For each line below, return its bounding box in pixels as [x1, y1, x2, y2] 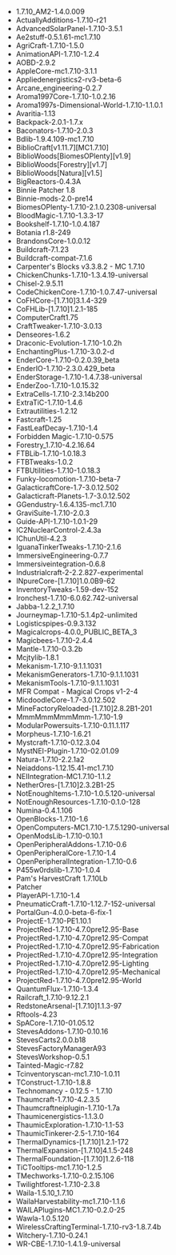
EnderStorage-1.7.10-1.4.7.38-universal [15, 372, 142, 382]
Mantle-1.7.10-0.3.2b [15, 644, 83, 653]
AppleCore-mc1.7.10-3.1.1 [15, 66, 98, 75]
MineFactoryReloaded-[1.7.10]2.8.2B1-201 [15, 704, 153, 713]
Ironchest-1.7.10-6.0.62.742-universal [15, 594, 138, 602]
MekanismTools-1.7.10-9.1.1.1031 [15, 678, 120, 687]
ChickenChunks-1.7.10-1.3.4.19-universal [15, 270, 149, 279]
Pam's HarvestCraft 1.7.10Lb [15, 873, 108, 883]
